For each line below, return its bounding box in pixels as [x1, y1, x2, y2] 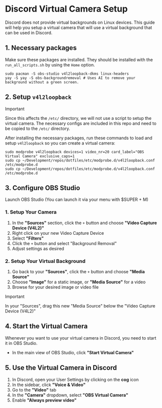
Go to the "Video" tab [12, 387, 57, 392]
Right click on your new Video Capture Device [12, 230, 104, 236]
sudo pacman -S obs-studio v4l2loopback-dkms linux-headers [5, 71, 130, 76]
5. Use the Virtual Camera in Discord [5, 364, 117, 372]
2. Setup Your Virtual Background [5, 258, 86, 264]
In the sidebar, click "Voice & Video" [12, 382, 86, 388]
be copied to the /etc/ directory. [5, 125, 70, 131]
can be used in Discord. [5, 30, 52, 35]
